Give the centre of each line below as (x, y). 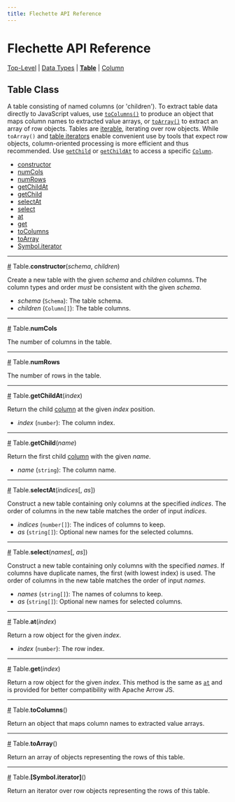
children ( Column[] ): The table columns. (74, 308)
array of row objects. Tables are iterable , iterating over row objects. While (113, 129)
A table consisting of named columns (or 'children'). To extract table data (113, 106)
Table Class (33, 89)
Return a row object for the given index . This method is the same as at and (115, 682)
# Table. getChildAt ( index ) (45, 396)
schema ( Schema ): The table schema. (70, 301)
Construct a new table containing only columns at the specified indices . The (117, 503)
